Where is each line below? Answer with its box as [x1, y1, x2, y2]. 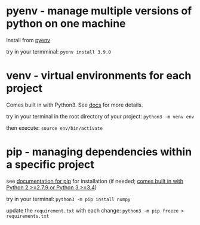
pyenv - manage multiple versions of [6, 4, 192, 18]
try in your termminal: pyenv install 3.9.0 [6, 48, 112, 55]
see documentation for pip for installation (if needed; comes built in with [6, 177, 184, 185]
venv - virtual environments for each [6, 69, 192, 83]
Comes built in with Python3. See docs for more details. [6, 101, 143, 108]
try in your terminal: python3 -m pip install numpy [6, 195, 131, 202]
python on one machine [6, 17, 127, 30]
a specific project [6, 158, 94, 171]
